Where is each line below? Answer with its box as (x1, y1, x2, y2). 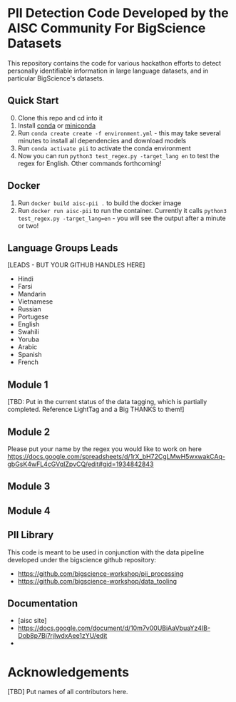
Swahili (17, 328, 39, 336)
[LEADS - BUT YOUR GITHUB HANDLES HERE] (7, 261, 145, 269)
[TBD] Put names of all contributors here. (7, 688, 128, 696)
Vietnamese (17, 297, 53, 306)
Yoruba (17, 335, 39, 344)
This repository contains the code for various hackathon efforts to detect (7, 58, 222, 67)
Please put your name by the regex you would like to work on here (7, 445, 202, 453)
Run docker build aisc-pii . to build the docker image (17, 198, 182, 207)
